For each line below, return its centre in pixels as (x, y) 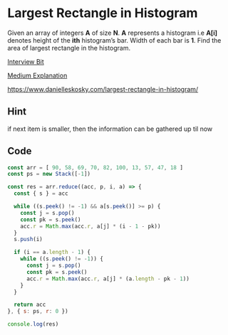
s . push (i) (28, 240)
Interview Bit (26, 61)
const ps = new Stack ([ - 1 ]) (49, 174)
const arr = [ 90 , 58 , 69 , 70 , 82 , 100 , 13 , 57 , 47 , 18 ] (95, 167)
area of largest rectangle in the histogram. (69, 48)
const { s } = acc (41, 193)
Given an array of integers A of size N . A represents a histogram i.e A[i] (112, 33)
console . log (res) (33, 324)
